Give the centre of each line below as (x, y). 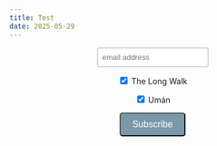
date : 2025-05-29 (42, 26)
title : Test (32, 18)
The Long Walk (159, 81)
